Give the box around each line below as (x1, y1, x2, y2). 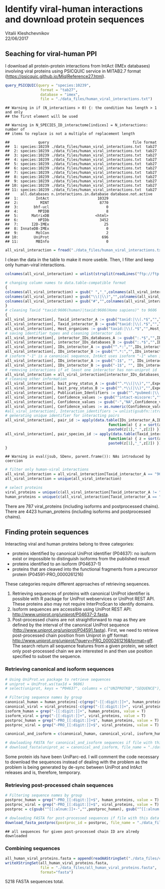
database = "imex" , (40, 92, 80, 97)
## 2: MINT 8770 (5, 201, 109, 205)
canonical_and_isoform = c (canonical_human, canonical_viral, (5, 731, 135, 736)
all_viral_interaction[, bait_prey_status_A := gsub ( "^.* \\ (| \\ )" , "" (5, 381, 151, 386)
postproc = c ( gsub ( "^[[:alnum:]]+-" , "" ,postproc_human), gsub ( (5, 807, 137, 812)
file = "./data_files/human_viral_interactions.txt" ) (40, 97, 153, 102)
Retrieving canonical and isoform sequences (5, 666, 114, 673)
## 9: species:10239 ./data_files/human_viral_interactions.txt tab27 (5, 179, 157, 184)
